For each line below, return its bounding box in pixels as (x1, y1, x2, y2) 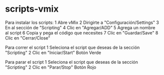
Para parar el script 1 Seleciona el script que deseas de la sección (5, 59, 138, 65)
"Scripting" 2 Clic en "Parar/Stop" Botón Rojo (5, 64, 97, 70)
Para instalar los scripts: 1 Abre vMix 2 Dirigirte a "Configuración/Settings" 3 (5, 19, 159, 25)
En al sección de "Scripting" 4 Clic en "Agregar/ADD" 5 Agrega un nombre (5, 24, 156, 30)
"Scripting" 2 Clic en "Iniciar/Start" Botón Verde (5, 50, 102, 56)
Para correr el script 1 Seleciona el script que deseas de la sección (5, 44, 140, 50)
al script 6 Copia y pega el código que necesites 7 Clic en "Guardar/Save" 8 (5, 30, 159, 36)
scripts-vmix (5, 3, 59, 15)
